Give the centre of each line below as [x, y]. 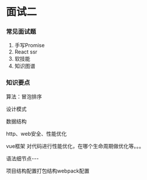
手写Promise [29, 45]
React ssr [26, 52]
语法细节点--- [22, 158]
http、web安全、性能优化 [36, 133]
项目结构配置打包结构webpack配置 [48, 171]
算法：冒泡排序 [24, 96]
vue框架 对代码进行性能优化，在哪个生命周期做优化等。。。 [75, 146]
